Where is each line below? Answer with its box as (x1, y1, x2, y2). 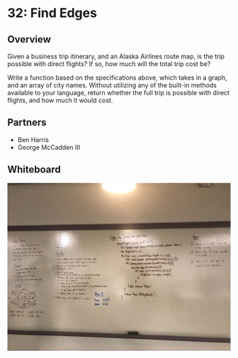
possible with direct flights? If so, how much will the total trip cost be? (7, 60, 211, 68)
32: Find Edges (7, 5, 98, 21)
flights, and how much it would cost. (7, 96, 113, 104)
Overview (7, 33, 52, 45)
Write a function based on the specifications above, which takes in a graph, (7, 73, 227, 82)
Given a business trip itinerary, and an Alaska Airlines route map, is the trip (7, 52, 225, 60)
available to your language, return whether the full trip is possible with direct (7, 89, 230, 97)
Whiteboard (7, 163, 62, 175)
